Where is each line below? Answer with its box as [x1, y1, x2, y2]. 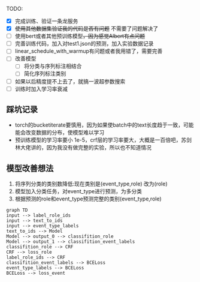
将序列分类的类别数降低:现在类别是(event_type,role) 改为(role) [14, 180, 168, 188]
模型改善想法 [6, 163, 54, 173]
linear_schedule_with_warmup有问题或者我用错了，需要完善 [14, 47, 163, 55]
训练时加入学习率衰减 [14, 85, 68, 92]
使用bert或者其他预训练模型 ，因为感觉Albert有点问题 [14, 32, 146, 40]
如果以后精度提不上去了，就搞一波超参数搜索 [14, 77, 126, 85]
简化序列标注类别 [23, 70, 66, 77]
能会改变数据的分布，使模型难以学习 [14, 129, 105, 136]
